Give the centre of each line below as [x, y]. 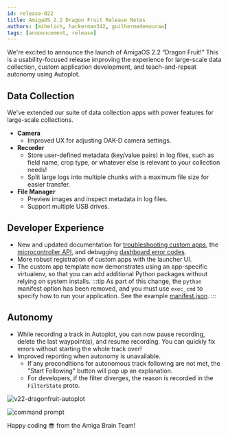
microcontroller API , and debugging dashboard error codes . [102, 251]
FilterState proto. [54, 385]
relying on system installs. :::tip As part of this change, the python [109, 281]
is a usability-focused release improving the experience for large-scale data [114, 60]
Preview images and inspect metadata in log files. [98, 199]
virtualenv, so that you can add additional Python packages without [112, 273]
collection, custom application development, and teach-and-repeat [102, 67]
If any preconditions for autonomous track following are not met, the [124, 363]
